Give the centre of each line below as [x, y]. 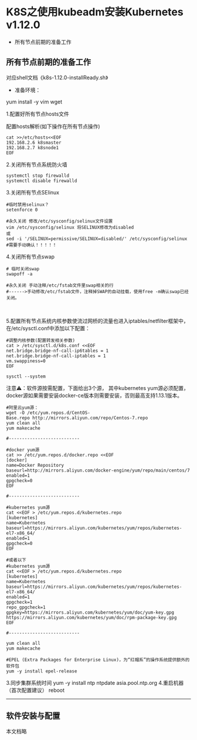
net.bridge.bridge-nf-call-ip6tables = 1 [57, 351]
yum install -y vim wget [34, 102]
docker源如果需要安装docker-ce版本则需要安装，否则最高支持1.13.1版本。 [94, 395]
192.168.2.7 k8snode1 [33, 147]
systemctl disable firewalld [42, 181]
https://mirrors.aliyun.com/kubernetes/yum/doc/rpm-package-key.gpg [91, 617]
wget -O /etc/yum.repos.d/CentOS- [48, 413]
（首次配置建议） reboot [35, 690]
